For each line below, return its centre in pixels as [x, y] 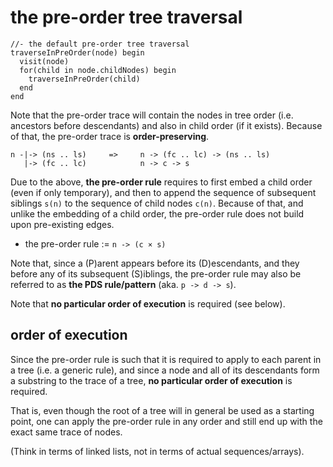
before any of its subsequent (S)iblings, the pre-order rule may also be [156, 273]
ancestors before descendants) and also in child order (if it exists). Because [166, 125]
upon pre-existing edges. [62, 224]
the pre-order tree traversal [126, 17]
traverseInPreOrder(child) [84, 79]
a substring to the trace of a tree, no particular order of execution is [151, 380]
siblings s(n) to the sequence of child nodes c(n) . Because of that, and [157, 203]
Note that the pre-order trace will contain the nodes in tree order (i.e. [152, 115]
